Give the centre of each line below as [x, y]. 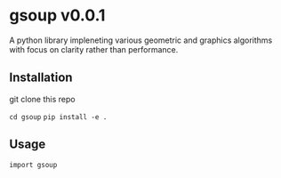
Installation [41, 78]
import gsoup [33, 165]
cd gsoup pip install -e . [58, 117]
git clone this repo [42, 99]
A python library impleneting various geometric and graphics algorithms [141, 40]
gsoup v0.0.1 [57, 16]
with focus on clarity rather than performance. [94, 49]
